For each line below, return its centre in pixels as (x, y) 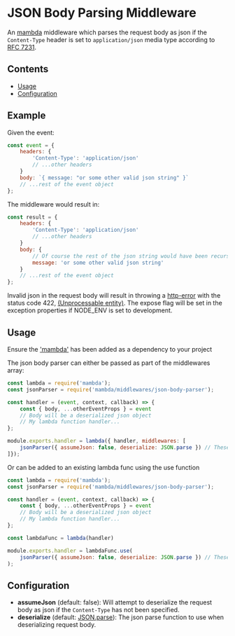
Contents (28, 69)
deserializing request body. (57, 625)
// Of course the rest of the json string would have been (120, 256)
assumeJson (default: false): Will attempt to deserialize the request (114, 602)
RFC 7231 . (22, 47)
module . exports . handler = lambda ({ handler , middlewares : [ (97, 441)
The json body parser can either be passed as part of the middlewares (109, 363)
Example (27, 116)
